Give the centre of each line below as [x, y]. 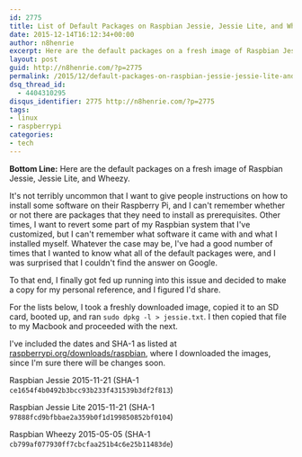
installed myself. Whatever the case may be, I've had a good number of [141, 243]
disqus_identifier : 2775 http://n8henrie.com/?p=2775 [112, 101]
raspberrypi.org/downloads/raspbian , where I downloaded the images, [140, 353]
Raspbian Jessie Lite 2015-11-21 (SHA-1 [82, 407]
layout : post [34, 59]
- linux [24, 118]
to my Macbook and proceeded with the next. [93, 326]
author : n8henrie [42, 43]
